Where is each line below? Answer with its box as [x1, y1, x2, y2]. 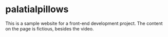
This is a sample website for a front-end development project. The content [5, 20, 163, 26]
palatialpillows [5, 4, 69, 15]
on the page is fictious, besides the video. [5, 25, 94, 31]
